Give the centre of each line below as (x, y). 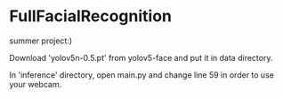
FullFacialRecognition (90, 16)
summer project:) (41, 41)
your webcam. (36, 84)
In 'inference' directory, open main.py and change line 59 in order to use (141, 75)
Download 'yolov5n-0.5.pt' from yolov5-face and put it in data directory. (141, 57)
